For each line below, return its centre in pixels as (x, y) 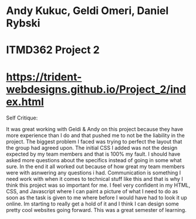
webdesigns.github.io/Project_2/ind (96, 89)
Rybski (23, 23)
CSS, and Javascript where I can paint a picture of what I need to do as (92, 191)
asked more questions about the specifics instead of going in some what (94, 160)
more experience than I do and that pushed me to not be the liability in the (95, 135)
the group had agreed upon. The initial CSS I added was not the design (92, 148)
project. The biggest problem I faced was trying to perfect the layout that (94, 142)
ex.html (25, 102)
